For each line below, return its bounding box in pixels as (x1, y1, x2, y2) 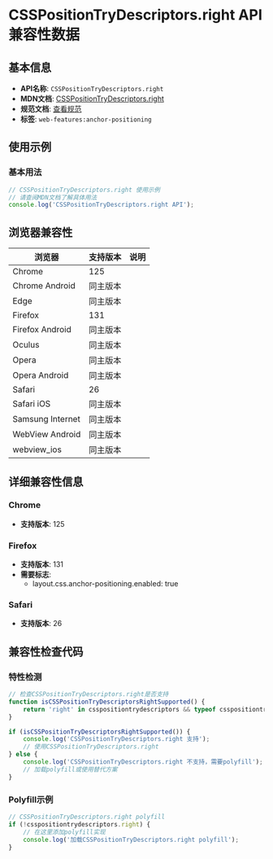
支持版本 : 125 (19, 519, 65, 528)
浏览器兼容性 (8, 226, 73, 239)
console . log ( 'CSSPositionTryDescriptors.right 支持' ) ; (23, 735, 210, 743)
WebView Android (12, 429, 81, 440)
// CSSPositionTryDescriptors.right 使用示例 (8, 186, 161, 194)
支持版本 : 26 (19, 619, 63, 629)
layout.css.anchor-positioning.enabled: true (32, 579, 179, 589)
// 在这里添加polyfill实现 (23, 828, 106, 836)
